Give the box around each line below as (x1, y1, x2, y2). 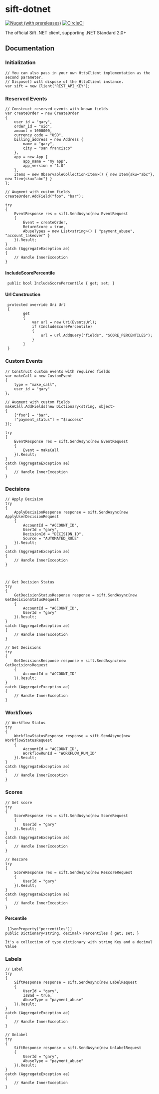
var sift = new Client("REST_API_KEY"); (5, 83, 91, 88)
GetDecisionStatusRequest (5, 597, 59, 602)
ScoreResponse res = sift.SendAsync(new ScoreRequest (14, 813, 128, 818)
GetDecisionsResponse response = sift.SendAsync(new (14, 658, 126, 663)
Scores (5, 789, 23, 796)
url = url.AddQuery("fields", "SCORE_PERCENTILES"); (40, 333, 153, 338)
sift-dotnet (5, 3, 51, 15)
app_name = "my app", (23, 159, 68, 164)
